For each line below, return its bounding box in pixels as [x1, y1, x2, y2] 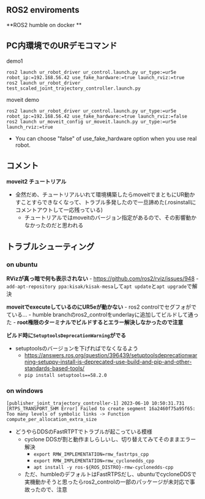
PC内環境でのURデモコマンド [6, 41, 117, 51]
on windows [6, 387, 43, 395]
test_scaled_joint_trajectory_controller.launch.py [6, 85, 141, 91]
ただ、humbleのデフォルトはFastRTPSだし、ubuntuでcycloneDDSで [24, 471, 197, 478]
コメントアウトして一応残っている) [15, 206, 103, 214]
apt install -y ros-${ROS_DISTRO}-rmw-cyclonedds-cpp [33, 465, 174, 471]
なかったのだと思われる [24, 222, 84, 229]
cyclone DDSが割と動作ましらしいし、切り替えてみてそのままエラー [24, 436, 196, 443]
